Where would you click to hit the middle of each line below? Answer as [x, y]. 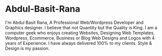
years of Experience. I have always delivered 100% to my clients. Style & [79, 43]
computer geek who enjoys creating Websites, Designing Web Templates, [80, 33]
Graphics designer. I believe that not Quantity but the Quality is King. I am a [81, 27]
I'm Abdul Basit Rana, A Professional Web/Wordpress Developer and [74, 22]
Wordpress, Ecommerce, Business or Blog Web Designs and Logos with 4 [80, 38]
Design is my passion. [27, 48]
